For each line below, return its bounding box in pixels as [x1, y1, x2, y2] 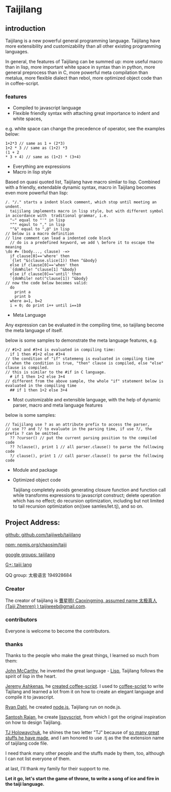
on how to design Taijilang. [5, 720, 62, 725]
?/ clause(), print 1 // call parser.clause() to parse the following [10, 453, 164, 459]
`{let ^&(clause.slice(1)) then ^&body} [10, 258, 97, 263]
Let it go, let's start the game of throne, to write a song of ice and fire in [5, 776, 160, 781]
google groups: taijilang [5, 552, 55, 558]
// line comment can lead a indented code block [5, 236, 111, 241]
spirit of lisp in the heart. [5, 673, 57, 679]
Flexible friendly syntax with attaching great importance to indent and [12, 110, 160, 117]
